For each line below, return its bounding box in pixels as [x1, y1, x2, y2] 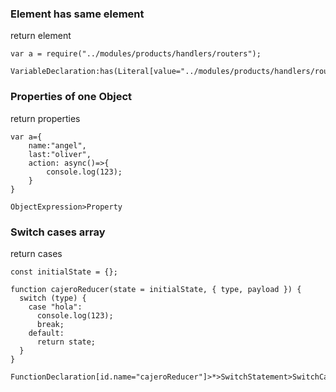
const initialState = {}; [10, 267, 118, 277]
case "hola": [28, 302, 83, 312]
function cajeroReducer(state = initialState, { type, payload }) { [10, 284, 302, 294]
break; [36, 319, 65, 329]
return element [10, 30, 72, 42]
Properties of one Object [10, 90, 133, 104]
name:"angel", [28, 140, 87, 151]
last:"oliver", [28, 149, 92, 159]
